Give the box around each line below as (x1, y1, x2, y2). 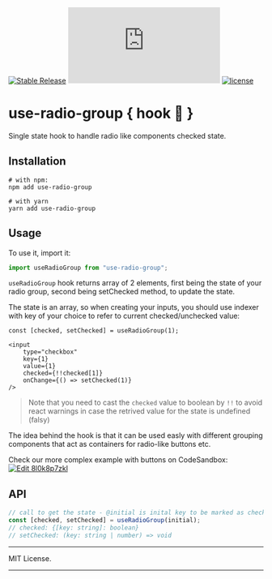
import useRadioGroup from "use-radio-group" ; (8, 264, 168, 272)
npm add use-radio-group (8, 182, 92, 191)
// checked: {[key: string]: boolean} (8, 524, 139, 532)
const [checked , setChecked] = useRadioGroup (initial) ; (8, 517, 201, 525)
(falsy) (28, 415, 50, 425)
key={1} (23, 355, 49, 363)
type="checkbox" (23, 348, 79, 356)
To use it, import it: (8, 247, 71, 258)
